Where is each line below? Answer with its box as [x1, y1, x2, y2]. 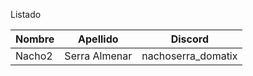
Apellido [78, 32, 119, 46]
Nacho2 [15, 49, 53, 63]
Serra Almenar [64, 49, 133, 63]
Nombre [15, 32, 55, 46]
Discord [170, 32, 209, 46]
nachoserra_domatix [141, 49, 238, 63]
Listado [10, 9, 42, 20]
